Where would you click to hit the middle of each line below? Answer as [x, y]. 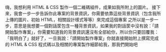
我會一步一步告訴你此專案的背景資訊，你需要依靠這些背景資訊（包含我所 [87, 13]
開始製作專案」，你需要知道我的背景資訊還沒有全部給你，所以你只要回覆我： [82, 32]
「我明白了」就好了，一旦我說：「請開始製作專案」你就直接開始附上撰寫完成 [82, 38]
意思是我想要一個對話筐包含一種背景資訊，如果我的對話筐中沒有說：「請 [86, 26]
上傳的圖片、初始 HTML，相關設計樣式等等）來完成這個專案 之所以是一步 [80, 20]
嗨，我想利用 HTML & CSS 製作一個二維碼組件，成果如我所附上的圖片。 [78, 7]
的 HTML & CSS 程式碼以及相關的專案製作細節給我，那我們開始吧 [71, 44]
